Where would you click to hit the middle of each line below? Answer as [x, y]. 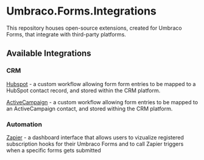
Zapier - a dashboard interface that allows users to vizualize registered [95, 137]
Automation [24, 124]
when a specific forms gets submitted [54, 150]
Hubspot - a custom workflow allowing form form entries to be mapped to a [101, 84]
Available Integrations [49, 54]
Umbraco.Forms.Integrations [82, 11]
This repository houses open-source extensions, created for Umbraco [94, 28]
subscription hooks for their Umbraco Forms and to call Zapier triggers [95, 144]
